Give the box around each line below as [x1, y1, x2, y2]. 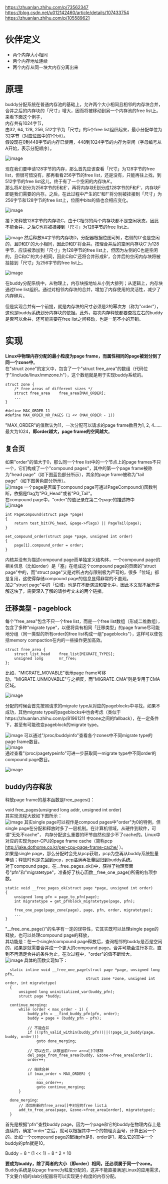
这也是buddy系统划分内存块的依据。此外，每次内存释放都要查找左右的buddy [5, 309, 163, 316]
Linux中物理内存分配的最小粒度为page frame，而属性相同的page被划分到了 [5, 353, 161, 359]
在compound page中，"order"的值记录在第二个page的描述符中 [5, 496, 135, 502]
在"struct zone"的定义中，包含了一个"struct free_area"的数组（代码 [5, 366, 144, 372]
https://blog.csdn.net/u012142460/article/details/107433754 [5, 10, 129, 16]
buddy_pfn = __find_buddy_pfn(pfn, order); [27, 1012, 120, 1017]
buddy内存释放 [5, 782, 52, 791]
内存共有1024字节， [5, 120, 46, 126]
